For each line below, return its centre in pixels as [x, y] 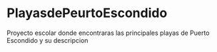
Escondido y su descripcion [47, 40]
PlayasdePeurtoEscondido [87, 13]
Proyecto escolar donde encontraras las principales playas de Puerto [108, 33]
